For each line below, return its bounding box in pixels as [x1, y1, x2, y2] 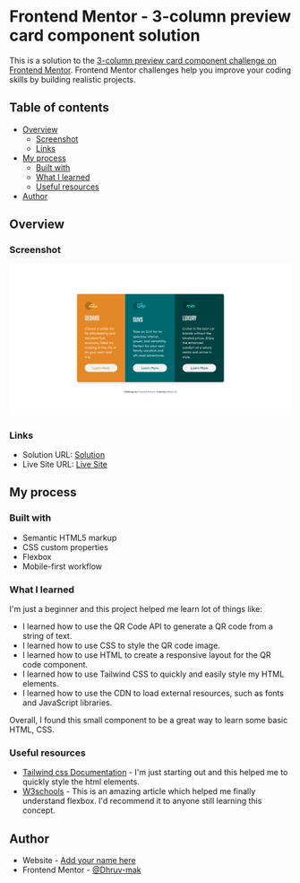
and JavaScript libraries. [21, 697, 113, 708]
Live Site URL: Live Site [21, 459, 108, 469]
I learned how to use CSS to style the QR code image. [21, 640, 221, 651]
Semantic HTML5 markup [21, 532, 117, 543]
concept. [21, 805, 56, 816]
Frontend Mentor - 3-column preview [9, 6, 292, 27]
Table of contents [9, 101, 109, 116]
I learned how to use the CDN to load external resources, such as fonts [21, 687, 285, 698]
